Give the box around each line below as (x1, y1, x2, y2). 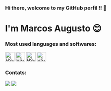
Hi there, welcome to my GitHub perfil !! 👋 (5, 4, 107, 11)
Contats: (5, 69, 27, 76)
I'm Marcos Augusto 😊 (5, 23, 102, 34)
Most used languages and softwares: (5, 41, 97, 48)
